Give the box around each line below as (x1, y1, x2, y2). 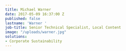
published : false (5, 16, 41, 21)
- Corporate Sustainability (5, 39, 63, 44)
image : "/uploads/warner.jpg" (5, 30, 67, 34)
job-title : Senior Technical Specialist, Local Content (5, 25, 121, 30)
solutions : (5, 34, 27, 39)
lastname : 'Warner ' (5, 20, 47, 26)
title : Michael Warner (5, 7, 51, 12)
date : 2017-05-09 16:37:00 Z (5, 12, 64, 17)
